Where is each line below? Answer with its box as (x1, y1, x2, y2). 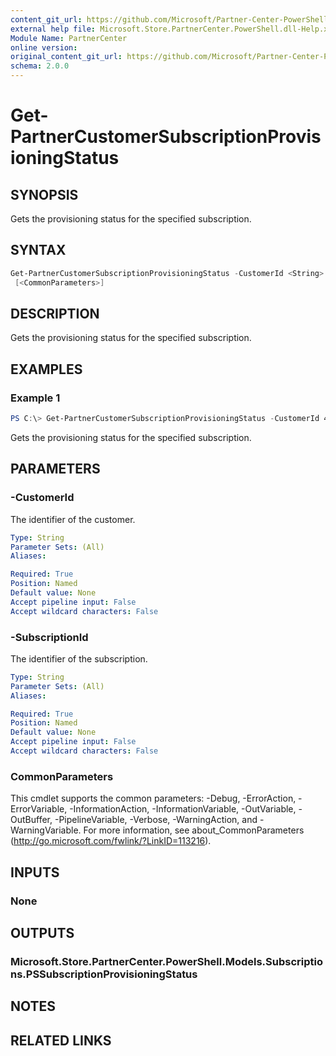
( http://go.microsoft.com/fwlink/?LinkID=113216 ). (10, 835, 212, 847)
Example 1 (10, 391, 61, 405)
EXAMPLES (10, 361, 83, 378)
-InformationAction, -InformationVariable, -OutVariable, (69, 803, 297, 815)
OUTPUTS (10, 924, 75, 941)
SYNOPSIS (10, 186, 79, 203)
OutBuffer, (10, 814, 53, 826)
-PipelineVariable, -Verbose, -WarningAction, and (54, 814, 258, 826)
